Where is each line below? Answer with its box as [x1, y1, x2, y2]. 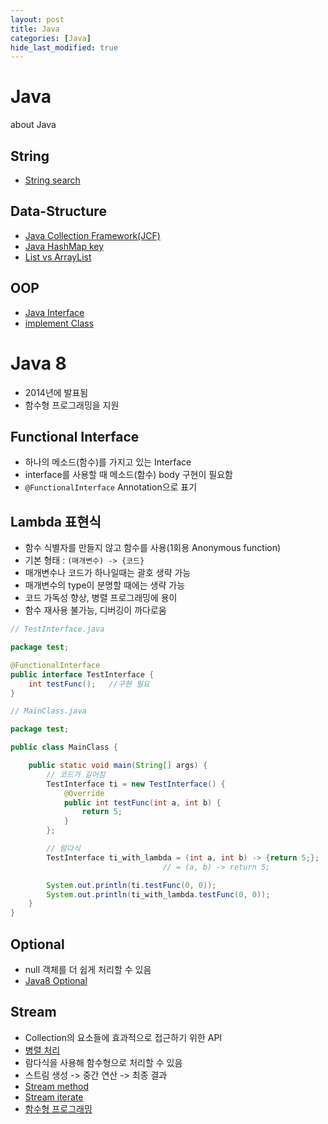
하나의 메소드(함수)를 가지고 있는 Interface [24, 456, 192, 468]
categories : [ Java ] [10, 33, 92, 43]
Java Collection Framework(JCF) [24, 229, 161, 241]
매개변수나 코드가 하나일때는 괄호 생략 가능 [24, 567, 192, 579]
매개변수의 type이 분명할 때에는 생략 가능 [24, 579, 186, 591]
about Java [10, 119, 57, 131]
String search [24, 174, 81, 186]
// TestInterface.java [10, 624, 105, 635]
